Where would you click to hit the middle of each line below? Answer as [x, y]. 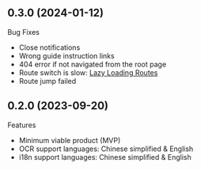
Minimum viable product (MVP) [70, 140]
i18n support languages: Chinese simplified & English [105, 157]
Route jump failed [47, 81]
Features [22, 125]
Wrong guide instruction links [67, 55]
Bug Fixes [24, 32]
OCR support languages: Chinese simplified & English [106, 149]
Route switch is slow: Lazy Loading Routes [88, 72]
